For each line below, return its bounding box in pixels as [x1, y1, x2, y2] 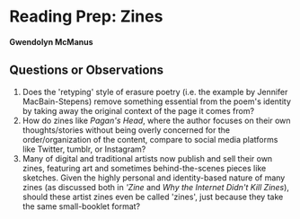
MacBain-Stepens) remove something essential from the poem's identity [22, 96, 292, 107]
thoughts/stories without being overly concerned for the [22, 124, 231, 136]
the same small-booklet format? [22, 200, 141, 212]
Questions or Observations [9, 63, 164, 78]
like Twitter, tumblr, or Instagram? [22, 144, 146, 154]
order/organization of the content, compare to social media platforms [22, 134, 278, 145]
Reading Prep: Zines [9, 6, 163, 27]
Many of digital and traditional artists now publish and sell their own [22, 153, 273, 163]
